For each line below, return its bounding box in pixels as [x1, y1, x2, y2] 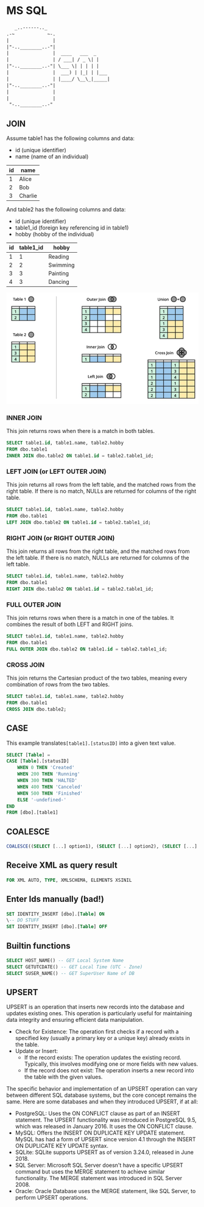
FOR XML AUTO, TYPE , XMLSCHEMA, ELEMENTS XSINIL [6, 877, 132, 883]
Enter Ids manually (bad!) [6, 894, 105, 904]
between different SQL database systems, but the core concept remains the [6, 1091, 197, 1099]
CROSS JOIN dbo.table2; [6, 706, 67, 713]
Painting [48, 270, 69, 277]
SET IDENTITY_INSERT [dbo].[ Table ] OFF [6, 924, 108, 930]
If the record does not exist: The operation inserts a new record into [24, 1067, 194, 1074]
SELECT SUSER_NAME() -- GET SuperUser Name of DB [6, 970, 135, 976]
